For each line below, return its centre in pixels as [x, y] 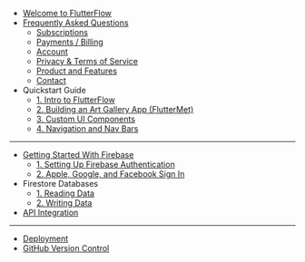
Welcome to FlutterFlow [67, 13]
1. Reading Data [65, 193]
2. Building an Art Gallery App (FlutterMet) [115, 109]
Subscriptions [62, 32]
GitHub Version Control [66, 248]
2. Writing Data [64, 203]
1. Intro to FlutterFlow [75, 100]
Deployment [45, 238]
